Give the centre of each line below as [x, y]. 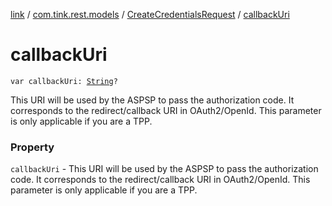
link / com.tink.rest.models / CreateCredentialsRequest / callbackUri [150, 14]
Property [32, 147]
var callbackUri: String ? [64, 81]
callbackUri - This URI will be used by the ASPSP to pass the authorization [164, 169]
